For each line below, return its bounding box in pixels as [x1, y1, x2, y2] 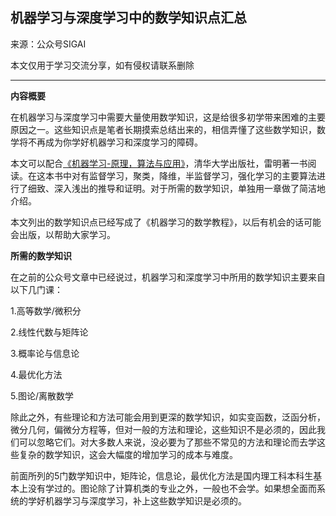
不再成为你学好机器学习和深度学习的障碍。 [27, 136, 203, 148]
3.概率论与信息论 [10, 347, 80, 359]
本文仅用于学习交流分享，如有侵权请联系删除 [10, 59, 195, 71]
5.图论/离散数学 [10, 389, 75, 402]
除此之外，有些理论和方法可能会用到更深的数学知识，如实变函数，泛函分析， [10, 411, 326, 423]
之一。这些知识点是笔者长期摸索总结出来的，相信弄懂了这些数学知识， [27, 123, 317, 135]
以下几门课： [10, 283, 63, 295]
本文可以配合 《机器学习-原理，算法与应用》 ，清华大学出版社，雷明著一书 [10, 157, 308, 169]
